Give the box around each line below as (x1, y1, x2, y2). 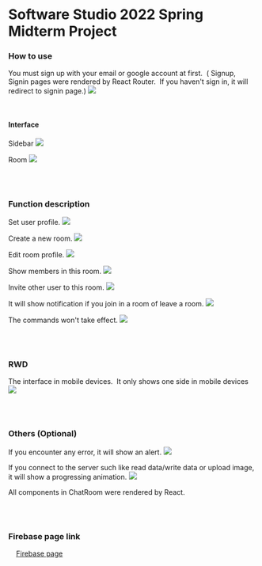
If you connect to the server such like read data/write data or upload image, (8, 462, 255, 472)
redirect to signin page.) (8, 86, 87, 96)
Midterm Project (8, 22, 117, 40)
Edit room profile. (8, 249, 65, 259)
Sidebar (8, 139, 34, 148)
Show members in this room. (8, 266, 102, 275)
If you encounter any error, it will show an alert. (8, 447, 162, 457)
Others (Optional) (8, 428, 78, 439)
